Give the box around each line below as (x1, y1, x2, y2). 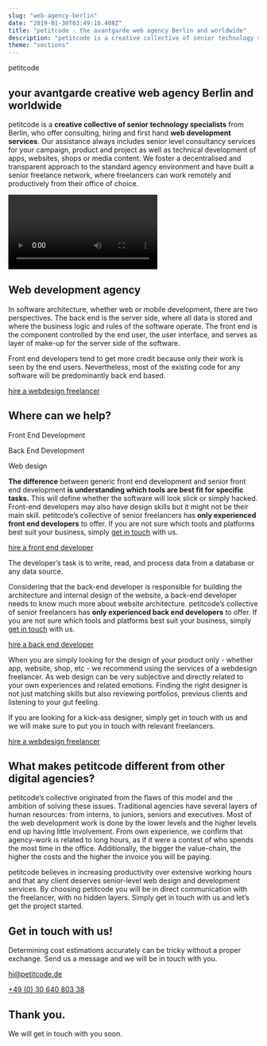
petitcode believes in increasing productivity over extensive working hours (8, 868, 253, 877)
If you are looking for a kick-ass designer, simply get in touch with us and (8, 713, 248, 722)
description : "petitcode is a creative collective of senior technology (8, 33, 254, 42)
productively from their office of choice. (8, 178, 139, 188)
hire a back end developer (8, 640, 94, 649)
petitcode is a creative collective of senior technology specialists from (8, 119, 244, 129)
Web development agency (8, 283, 141, 297)
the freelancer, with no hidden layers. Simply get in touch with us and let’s (8, 892, 250, 903)
